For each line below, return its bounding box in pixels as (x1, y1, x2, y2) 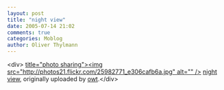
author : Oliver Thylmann (7, 42, 78, 48)
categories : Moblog (7, 35, 63, 42)
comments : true (7, 29, 51, 36)
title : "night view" (7, 16, 66, 23)
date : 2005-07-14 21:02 (7, 22, 75, 29)
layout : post (7, 10, 45, 17)
